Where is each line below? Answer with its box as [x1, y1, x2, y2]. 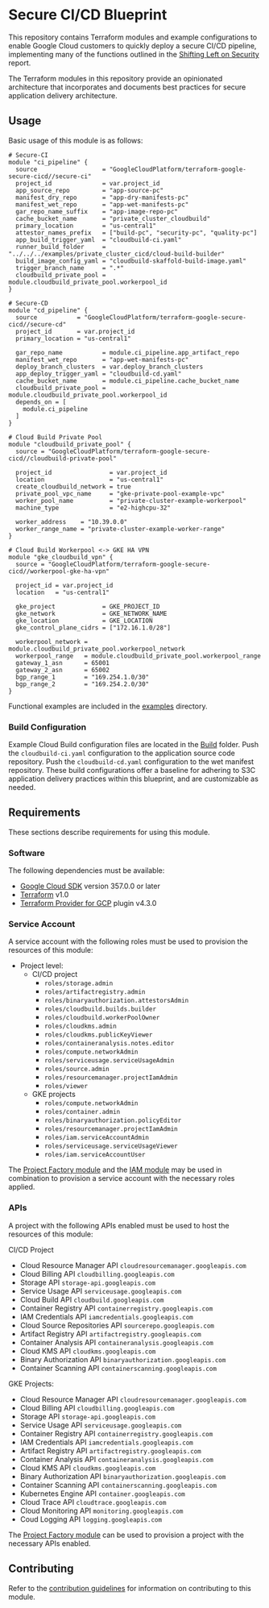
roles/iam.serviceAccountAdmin [43, 1134, 149, 1142]
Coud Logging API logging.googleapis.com [19, 1514, 163, 1524]
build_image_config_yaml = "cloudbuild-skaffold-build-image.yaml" [15, 256, 247, 265]
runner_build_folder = [15, 243, 106, 251]
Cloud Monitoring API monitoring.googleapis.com [19, 1506, 184, 1515]
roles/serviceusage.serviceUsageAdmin [43, 1057, 175, 1065]
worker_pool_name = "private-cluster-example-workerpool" [15, 497, 247, 505]
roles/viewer [43, 1082, 89, 1091]
